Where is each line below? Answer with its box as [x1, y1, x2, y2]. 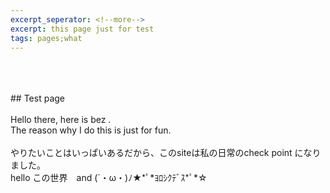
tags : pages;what [10, 33, 83, 43]
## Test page [10, 92, 66, 105]
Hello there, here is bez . [10, 114, 112, 126]
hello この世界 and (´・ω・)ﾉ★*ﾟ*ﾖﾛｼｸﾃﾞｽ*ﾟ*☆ [10, 172, 208, 184]
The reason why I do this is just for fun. [10, 124, 172, 136]
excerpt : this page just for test [10, 24, 155, 34]
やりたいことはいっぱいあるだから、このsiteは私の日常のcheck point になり [10, 147, 322, 159]
